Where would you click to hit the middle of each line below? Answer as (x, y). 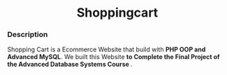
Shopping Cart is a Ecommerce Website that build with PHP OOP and (107, 49)
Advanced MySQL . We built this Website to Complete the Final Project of (113, 57)
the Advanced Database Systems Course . (70, 65)
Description (28, 35)
